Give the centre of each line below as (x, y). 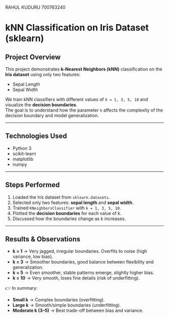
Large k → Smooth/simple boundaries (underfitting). (67, 305)
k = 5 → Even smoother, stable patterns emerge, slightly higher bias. (83, 273)
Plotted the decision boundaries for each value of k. (67, 213)
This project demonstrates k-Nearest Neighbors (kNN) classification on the (84, 69)
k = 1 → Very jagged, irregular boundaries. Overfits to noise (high (80, 251)
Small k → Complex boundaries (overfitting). (59, 300)
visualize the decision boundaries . (41, 105)
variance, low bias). (33, 256)
